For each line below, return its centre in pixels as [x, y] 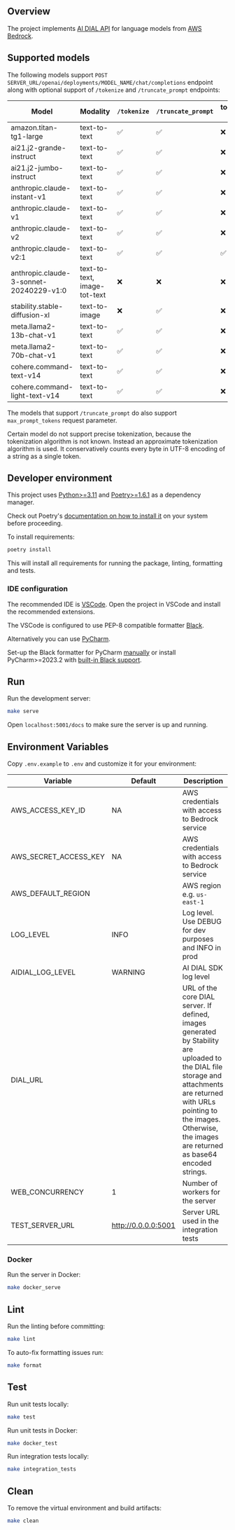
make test [22, 1417]
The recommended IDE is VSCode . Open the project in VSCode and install [114, 604]
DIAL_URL [27, 1080]
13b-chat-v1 [34, 335]
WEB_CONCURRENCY [47, 1192]
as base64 [200, 1155]
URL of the [200, 988]
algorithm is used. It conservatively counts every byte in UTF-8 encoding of [116, 448]
